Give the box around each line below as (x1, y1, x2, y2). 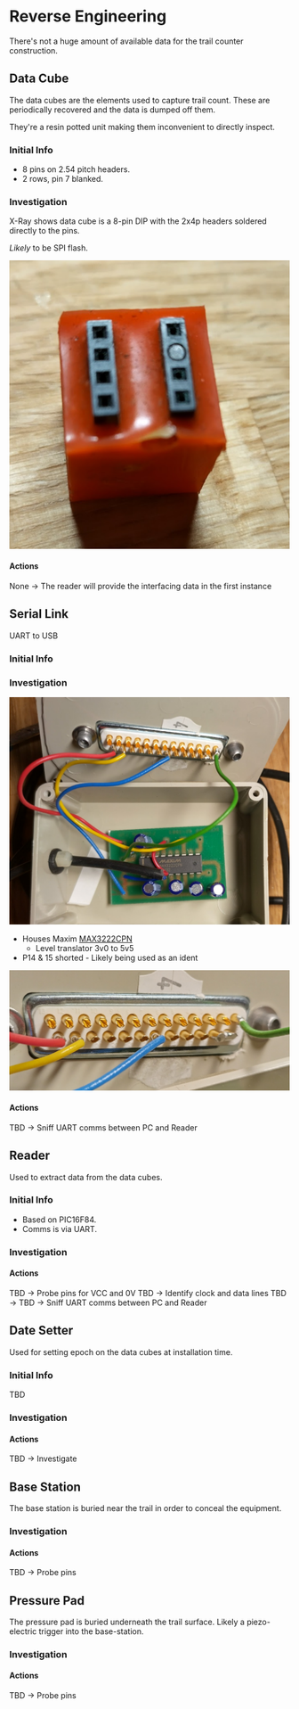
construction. (9, 45, 58, 55)
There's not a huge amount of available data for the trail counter (9, 36, 244, 46)
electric (9, 1625, 37, 1637)
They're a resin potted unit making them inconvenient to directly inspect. (9, 121, 276, 132)
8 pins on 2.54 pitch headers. (21, 164, 131, 175)
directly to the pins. (9, 226, 80, 236)
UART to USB (9, 630, 59, 641)
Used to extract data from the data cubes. (9, 1171, 163, 1182)
